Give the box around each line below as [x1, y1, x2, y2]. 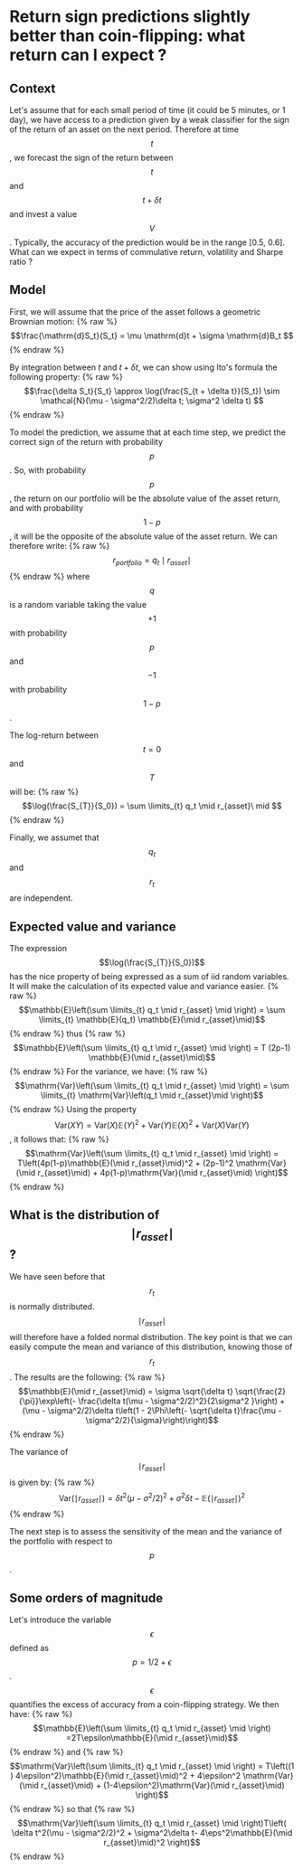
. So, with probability [9, 464, 87, 476]
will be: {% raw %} [9, 786, 80, 797]
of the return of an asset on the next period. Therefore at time [9, 124, 240, 135]
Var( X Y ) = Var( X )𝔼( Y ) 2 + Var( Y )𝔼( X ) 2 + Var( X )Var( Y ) [53, 1119, 251, 1130]
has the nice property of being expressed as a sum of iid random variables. [9, 971, 289, 982]
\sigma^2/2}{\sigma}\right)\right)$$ [85, 1415, 219, 1426]
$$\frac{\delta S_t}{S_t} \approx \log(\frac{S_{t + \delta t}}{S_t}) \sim [24, 385, 280, 396]
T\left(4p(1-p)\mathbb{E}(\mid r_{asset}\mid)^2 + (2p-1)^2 [16, 1157, 234, 1168]
